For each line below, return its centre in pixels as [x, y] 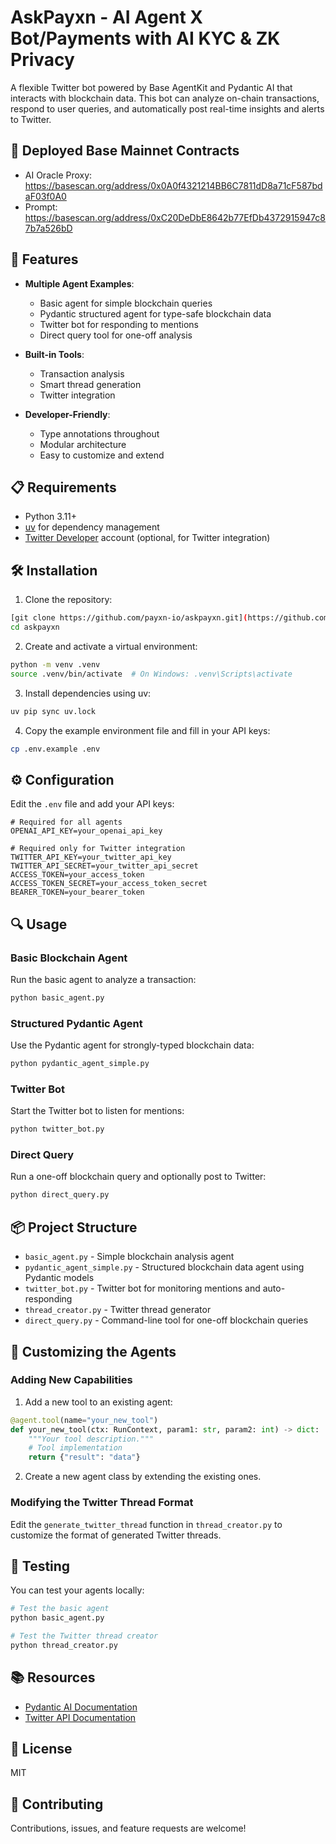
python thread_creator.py [64, 1645]
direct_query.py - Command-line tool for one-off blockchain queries [166, 1320]
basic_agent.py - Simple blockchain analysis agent [129, 1257]
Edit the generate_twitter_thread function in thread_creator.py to [146, 1524]
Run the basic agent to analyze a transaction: [103, 979]
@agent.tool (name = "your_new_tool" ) [84, 1420]
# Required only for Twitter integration [98, 849]
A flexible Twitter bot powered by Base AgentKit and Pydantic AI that [151, 87]
